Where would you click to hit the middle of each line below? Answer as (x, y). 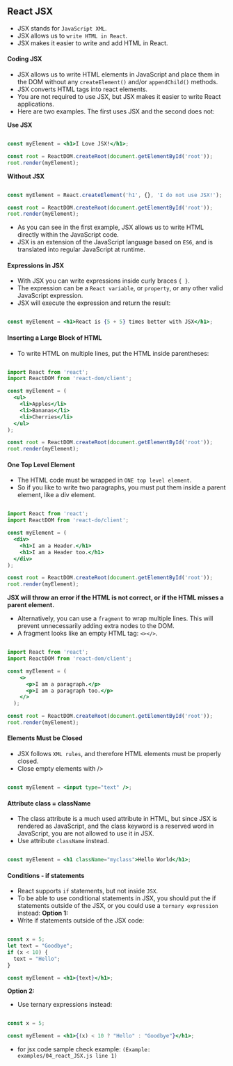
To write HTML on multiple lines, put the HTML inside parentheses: (113, 353)
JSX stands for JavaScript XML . (62, 28)
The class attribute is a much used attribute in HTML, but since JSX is (117, 819)
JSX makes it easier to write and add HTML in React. (93, 43)
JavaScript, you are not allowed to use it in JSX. (86, 833)
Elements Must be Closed (45, 738)
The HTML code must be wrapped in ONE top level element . (104, 480)
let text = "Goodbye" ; (40, 946)
